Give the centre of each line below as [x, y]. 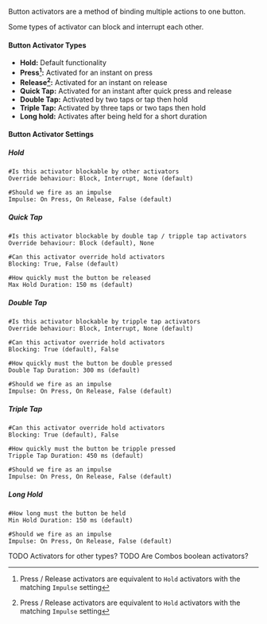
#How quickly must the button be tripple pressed [92, 448]
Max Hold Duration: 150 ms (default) [71, 285]
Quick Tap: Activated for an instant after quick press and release [126, 91]
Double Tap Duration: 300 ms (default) [74, 370]
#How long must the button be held [67, 513]
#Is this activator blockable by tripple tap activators [104, 322]
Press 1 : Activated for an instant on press [86, 72]
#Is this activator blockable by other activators [94, 172]
